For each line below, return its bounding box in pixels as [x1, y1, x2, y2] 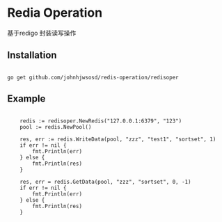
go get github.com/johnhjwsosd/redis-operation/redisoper [7, 74, 179, 81]
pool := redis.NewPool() [19, 123, 92, 130]
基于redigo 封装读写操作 [7, 29, 77, 37]
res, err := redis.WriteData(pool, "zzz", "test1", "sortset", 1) [19, 136, 216, 143]
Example [7, 93, 46, 105]
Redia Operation [7, 5, 103, 21]
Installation [7, 49, 57, 61]
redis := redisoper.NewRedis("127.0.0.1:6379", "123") [19, 117, 182, 125]
